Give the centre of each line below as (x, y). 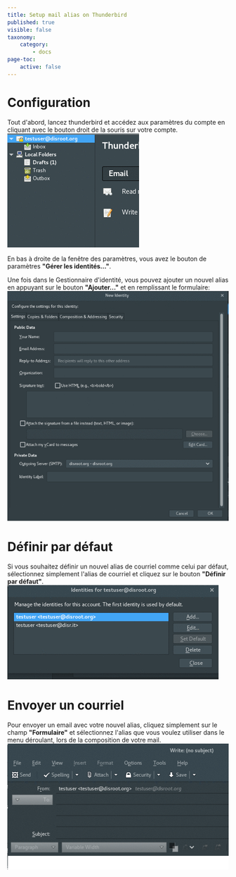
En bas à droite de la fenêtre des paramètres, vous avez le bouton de (107, 259)
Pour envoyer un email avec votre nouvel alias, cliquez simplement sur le (112, 725)
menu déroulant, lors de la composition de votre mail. (84, 740)
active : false (40, 67)
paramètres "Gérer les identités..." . (59, 266)
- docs (42, 52)
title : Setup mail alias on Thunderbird (67, 15)
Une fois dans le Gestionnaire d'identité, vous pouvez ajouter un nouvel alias (118, 280)
